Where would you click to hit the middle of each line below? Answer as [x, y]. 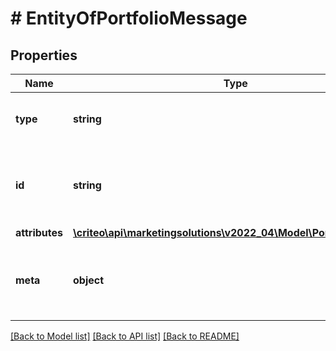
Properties [44, 55]
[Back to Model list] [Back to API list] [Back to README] [125, 336]
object [89, 280]
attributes [39, 232]
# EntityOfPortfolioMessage [129, 18]
